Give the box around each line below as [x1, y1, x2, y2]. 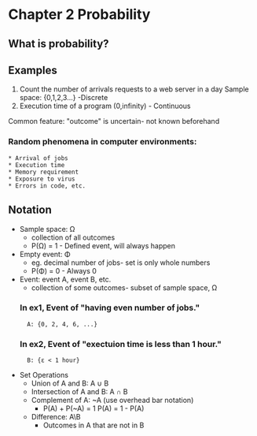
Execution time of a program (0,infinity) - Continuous [19, 101, 191, 111]
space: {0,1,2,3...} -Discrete [19, 93, 108, 102]
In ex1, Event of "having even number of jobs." [19, 302, 200, 313]
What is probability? [8, 37, 109, 50]
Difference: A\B [31, 412, 81, 422]
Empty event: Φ [19, 249, 71, 259]
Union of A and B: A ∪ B [31, 378, 109, 388]
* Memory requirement [8, 168, 79, 176]
